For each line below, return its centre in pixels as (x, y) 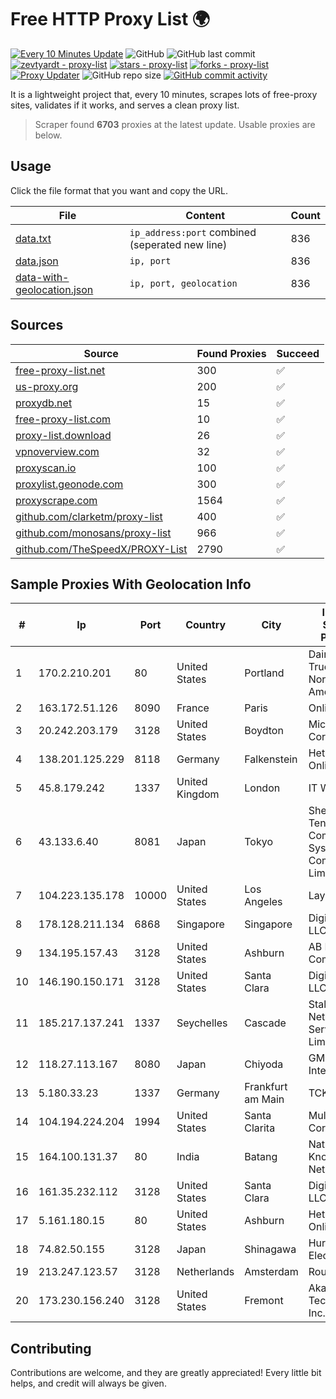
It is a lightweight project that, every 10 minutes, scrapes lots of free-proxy (164, 94)
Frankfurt (266, 1087)
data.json (37, 261)
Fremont (264, 1301)
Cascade (265, 1023)
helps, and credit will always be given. (88, 1383)
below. (48, 135)
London (262, 788)
